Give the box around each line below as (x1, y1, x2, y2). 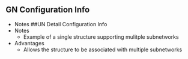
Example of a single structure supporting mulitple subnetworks (23, 33, 179, 41)
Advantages (14, 39, 44, 46)
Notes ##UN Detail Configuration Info (14, 20, 108, 27)
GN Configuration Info (5, 5, 90, 15)
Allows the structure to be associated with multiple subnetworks (23, 46, 183, 53)
